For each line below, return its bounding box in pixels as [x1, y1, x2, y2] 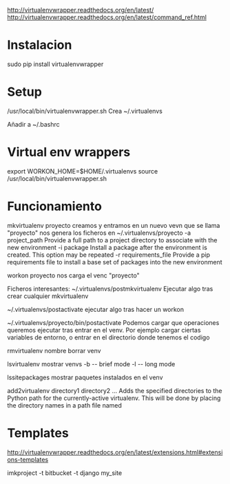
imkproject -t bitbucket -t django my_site [7, 468, 123, 477]
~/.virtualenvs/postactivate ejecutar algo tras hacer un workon [7, 305, 185, 313]
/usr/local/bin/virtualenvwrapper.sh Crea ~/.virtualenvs [7, 107, 163, 115]
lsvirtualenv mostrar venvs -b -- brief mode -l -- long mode [7, 359, 176, 368]
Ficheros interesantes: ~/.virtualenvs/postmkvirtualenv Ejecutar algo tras [7, 284, 213, 293]
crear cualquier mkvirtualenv [7, 292, 89, 300]
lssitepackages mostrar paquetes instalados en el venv [7, 373, 163, 381]
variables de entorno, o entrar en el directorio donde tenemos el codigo [7, 333, 210, 341]
